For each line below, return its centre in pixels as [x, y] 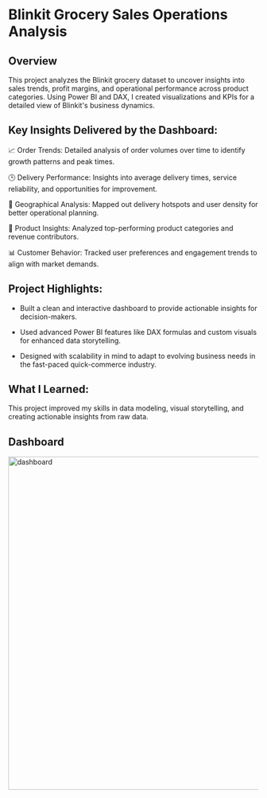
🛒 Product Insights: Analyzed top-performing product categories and [121, 228]
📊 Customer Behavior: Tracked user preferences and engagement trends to [133, 252]
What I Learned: [48, 389]
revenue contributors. [44, 236]
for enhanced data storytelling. [70, 341]
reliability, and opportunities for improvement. [83, 189]
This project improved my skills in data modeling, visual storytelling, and [126, 408]
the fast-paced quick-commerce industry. [88, 364]
